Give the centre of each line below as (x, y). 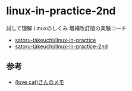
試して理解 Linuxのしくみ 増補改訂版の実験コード (66, 28)
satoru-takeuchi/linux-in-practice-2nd (61, 46)
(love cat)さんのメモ (39, 82)
